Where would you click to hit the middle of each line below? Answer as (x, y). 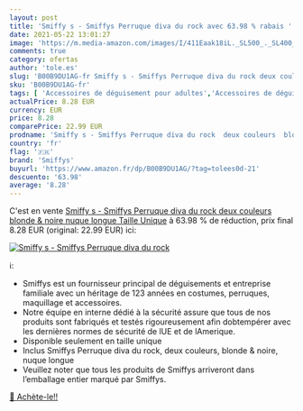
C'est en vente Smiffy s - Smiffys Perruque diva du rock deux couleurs (141, 211)
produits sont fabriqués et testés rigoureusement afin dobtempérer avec (156, 322)
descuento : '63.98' (46, 177)
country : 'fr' (36, 143)
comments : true (38, 51)
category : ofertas (44, 59)
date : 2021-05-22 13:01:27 (60, 34)
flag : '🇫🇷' (32, 151)
